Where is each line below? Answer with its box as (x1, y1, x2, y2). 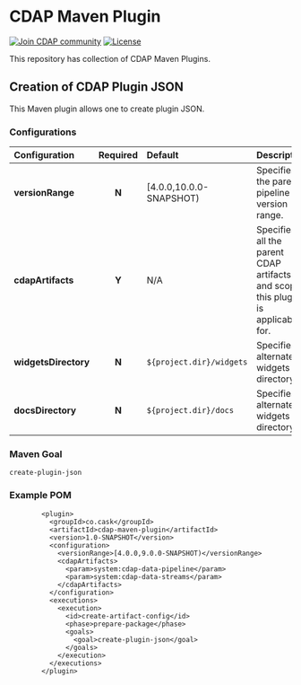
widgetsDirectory (13, 356, 90, 369)
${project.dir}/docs (146, 406, 235, 416)
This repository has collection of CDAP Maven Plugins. (9, 53, 211, 64)
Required (98, 149, 139, 162)
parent (256, 246, 284, 259)
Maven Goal (9, 447, 63, 460)
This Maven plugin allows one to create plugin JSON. (9, 103, 205, 114)
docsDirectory (13, 404, 77, 417)
